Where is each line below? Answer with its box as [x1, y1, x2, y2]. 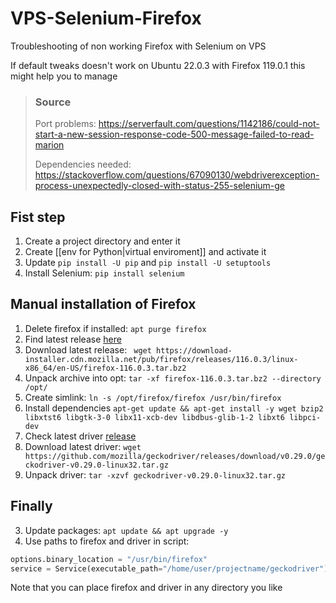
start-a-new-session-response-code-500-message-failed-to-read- [34, 128, 315, 141]
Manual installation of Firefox [10, 296, 197, 313]
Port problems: [34, 118, 97, 130]
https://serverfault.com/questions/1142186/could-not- [98, 118, 320, 130]
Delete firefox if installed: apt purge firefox [24, 322, 207, 334]
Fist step [10, 208, 66, 226]
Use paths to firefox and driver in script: [24, 535, 190, 547]
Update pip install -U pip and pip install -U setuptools [24, 257, 272, 269]
